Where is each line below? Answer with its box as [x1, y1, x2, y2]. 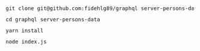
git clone [5, 5, 34, 11]
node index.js [5, 39, 47, 45]
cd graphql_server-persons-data [5, 16, 100, 23]
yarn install [5, 27, 44, 34]
